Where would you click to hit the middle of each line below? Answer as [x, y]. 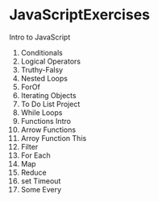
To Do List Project [50, 104]
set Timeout [41, 181]
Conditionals [42, 52]
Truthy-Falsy [42, 69]
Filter [29, 146]
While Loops [42, 112]
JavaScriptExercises [80, 15]
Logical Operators [51, 61]
